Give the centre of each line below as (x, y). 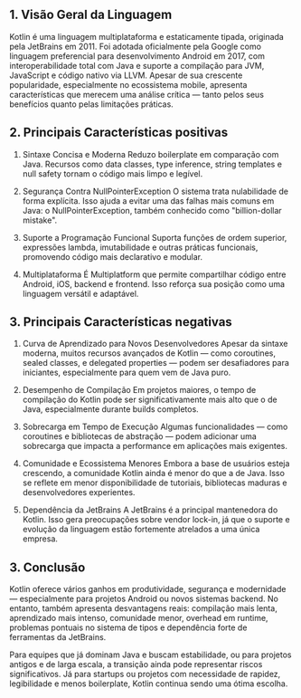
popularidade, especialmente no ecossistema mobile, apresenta (128, 84)
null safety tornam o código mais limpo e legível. (113, 173)
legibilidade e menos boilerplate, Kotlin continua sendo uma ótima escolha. (149, 684)
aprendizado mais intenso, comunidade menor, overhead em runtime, (139, 618)
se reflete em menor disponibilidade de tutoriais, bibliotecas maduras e (155, 483)
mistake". (40, 220)
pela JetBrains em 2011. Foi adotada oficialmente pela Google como (136, 46)
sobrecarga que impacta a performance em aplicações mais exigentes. (155, 446)
